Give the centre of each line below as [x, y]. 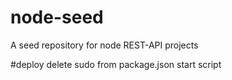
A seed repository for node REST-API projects [104, 45]
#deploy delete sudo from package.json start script [116, 64]
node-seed [57, 17]
